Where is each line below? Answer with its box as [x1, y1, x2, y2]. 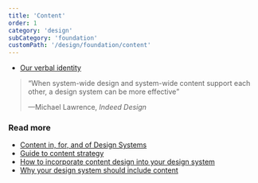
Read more [8, 123, 52, 134]
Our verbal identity [19, 63, 82, 72]
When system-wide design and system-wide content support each [30, 79, 251, 88]
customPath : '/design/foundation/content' [8, 41, 151, 49]
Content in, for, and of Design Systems [19, 140, 147, 150]
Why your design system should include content [19, 165, 179, 175]
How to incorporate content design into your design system [19, 157, 215, 167]
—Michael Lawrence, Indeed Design [27, 103, 147, 112]
